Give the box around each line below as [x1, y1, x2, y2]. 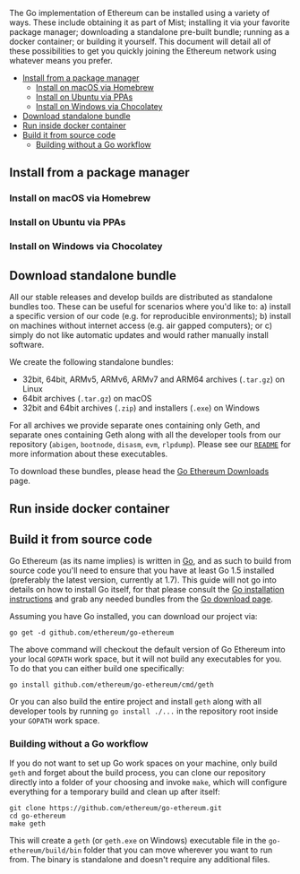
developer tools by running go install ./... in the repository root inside [9, 705, 279, 716]
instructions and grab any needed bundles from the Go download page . [9, 593, 273, 604]
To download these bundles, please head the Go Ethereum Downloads [9, 465, 270, 476]
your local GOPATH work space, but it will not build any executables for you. [9, 653, 282, 664]
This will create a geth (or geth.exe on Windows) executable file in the [9, 835, 267, 846]
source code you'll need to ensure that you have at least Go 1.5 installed [9, 565, 275, 576]
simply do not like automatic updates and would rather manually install [9, 329, 269, 340]
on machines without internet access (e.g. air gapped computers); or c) [9, 320, 273, 331]
